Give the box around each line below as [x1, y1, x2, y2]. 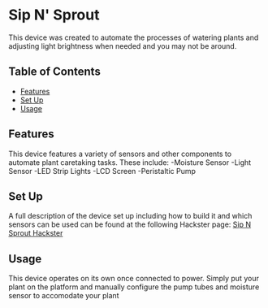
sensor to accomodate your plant [8, 291, 119, 301]
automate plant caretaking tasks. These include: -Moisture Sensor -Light [8, 157, 252, 167]
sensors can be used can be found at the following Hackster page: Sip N [8, 219, 252, 229]
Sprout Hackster [8, 228, 63, 238]
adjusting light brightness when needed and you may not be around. [8, 41, 237, 50]
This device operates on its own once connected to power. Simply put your [8, 274, 260, 284]
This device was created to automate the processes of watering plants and [8, 33, 259, 42]
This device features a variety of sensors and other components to [8, 149, 232, 158]
